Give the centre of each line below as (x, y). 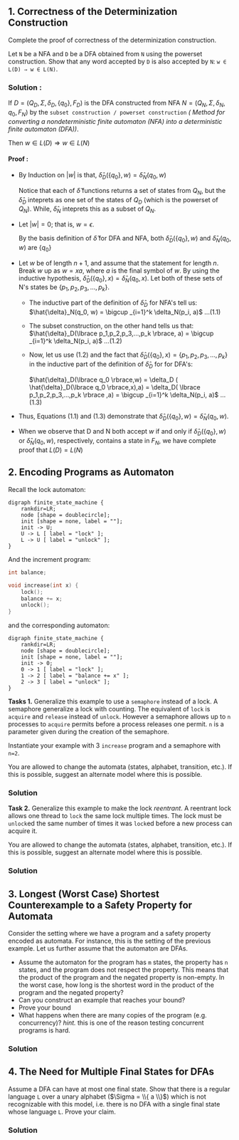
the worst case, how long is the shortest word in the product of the (116, 985)
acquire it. (23, 831)
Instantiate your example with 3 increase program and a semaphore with (115, 746)
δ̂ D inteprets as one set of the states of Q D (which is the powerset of (118, 200)
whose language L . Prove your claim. (62, 1112)
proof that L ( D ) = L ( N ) (51, 450)
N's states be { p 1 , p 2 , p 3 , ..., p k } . (64, 288)
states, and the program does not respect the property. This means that (123, 970)
